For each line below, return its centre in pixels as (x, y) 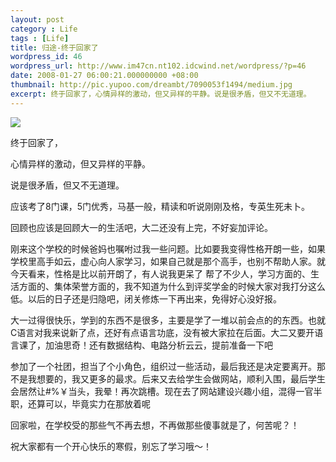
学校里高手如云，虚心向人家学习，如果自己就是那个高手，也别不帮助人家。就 (168, 261)
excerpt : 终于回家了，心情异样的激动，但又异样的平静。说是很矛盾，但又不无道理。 (161, 94)
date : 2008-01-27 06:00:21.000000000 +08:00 (104, 76)
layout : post (37, 19)
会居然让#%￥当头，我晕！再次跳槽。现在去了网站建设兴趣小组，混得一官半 (166, 391)
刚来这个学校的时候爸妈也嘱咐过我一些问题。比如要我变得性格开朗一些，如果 (168, 248)
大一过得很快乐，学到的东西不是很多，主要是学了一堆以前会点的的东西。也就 (168, 320)
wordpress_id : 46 (46, 57)
